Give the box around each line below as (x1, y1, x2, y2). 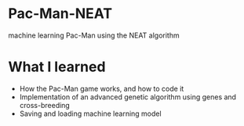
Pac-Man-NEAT (8, 5, 112, 23)
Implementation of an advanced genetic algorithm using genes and (19, 92, 237, 102)
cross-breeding (19, 100, 71, 110)
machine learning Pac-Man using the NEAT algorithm (8, 31, 180, 40)
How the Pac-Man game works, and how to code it (19, 84, 184, 93)
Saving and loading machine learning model (19, 109, 162, 118)
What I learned (8, 58, 106, 76)
